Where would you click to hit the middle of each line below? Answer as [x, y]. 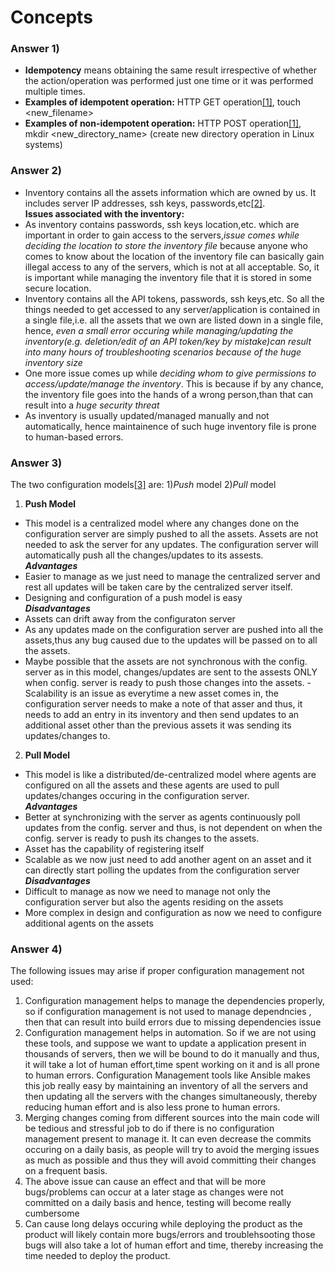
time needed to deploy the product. [97, 1256]
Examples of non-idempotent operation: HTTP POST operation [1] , [163, 123]
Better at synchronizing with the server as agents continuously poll [162, 817]
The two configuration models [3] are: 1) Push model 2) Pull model [143, 485]
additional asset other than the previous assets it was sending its [158, 725]
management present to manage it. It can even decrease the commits [168, 1139]
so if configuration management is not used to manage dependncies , [168, 1012]
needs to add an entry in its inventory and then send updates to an [162, 715]
